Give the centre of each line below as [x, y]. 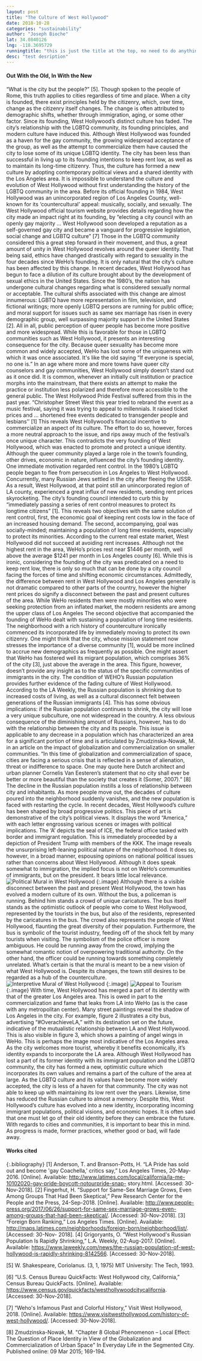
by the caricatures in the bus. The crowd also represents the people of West [100, 920]
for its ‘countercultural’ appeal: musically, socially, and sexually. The [108, 204]
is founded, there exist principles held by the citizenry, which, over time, [95, 102]
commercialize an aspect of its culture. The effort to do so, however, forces [99, 428]
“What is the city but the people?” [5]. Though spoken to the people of [93, 89]
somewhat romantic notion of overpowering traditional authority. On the [95, 951]
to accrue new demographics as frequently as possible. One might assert [97, 651]
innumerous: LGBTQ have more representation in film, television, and [91, 300]
